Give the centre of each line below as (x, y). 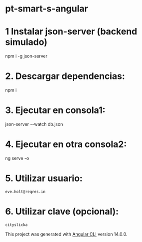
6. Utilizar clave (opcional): (62, 212)
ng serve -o (17, 158)
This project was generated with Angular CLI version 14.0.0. (66, 234)
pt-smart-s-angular (47, 9)
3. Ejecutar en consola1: (55, 110)
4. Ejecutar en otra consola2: (66, 144)
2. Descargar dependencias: (65, 76)
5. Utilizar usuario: (44, 178)
